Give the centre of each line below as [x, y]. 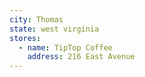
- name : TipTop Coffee [65, 47]
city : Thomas [36, 19]
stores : [25, 38]
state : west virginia [54, 29]
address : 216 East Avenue [81, 57]
